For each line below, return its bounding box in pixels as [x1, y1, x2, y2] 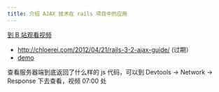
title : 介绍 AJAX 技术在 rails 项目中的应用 [7, 10, 127, 18]
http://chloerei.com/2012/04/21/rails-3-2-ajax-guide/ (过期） [17, 45, 192, 53]
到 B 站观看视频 [7, 30, 52, 39]
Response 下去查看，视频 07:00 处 [7, 77, 107, 85]
